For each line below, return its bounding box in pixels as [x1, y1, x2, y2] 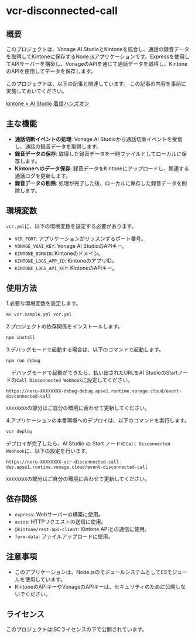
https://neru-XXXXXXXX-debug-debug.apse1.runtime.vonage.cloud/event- [6, 388, 182, 394]
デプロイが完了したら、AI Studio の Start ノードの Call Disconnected [6, 439, 171, 447]
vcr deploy [6, 429, 33, 435]
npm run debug [6, 358, 41, 364]
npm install [6, 335, 35, 341]
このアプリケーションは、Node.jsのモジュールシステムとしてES [14, 568, 167, 575]
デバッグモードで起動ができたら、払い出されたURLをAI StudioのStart [11, 369, 178, 377]
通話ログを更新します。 [14, 172, 71, 179]
